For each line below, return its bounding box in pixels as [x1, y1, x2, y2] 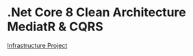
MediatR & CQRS [7, 19, 104, 34]
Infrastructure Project [7, 41, 68, 49]
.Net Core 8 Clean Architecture [7, 5, 186, 20]
